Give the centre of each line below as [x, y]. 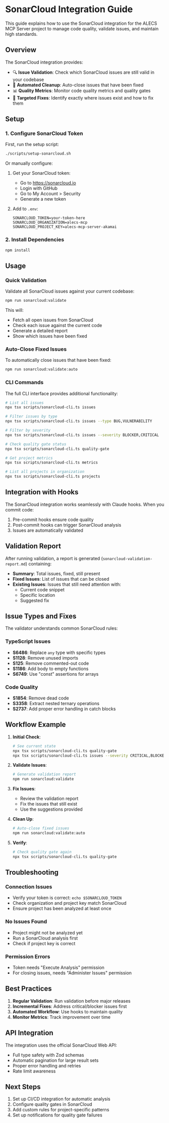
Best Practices [29, 989]
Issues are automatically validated [48, 530]
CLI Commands [24, 383]
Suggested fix [35, 600]
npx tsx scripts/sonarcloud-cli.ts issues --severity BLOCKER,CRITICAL [82, 435]
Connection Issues [29, 887]
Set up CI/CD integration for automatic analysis [61, 1099]
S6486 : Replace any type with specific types [59, 652]
